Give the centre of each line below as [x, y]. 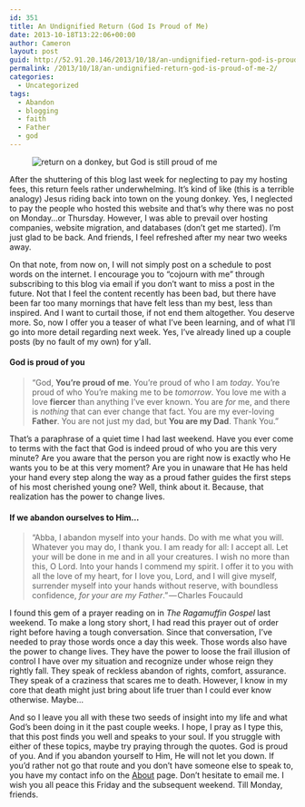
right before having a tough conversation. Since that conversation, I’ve [141, 633]
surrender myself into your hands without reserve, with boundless [155, 586]
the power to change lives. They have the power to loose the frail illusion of [150, 652]
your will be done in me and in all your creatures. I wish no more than [161, 557]
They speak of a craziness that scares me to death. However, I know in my [148, 681]
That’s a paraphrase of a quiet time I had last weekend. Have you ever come [152, 439]
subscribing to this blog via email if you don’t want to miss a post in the [142, 283]
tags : [20, 93]
